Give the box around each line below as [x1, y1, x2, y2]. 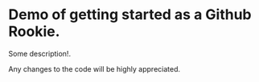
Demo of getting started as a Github [8, 6, 252, 24]
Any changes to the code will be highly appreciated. [8, 64, 181, 73]
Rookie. [8, 22, 60, 41]
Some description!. [8, 49, 71, 58]
